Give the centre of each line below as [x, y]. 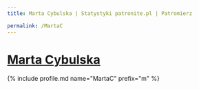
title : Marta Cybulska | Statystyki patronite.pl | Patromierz [100, 13]
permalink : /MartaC [35, 26]
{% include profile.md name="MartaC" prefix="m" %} [83, 79]
